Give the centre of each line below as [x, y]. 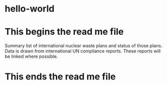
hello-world [30, 9]
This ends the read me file [60, 77]
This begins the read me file [64, 32]
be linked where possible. [32, 56]
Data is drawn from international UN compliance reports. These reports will [83, 51]
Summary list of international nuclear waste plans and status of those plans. [83, 46]
